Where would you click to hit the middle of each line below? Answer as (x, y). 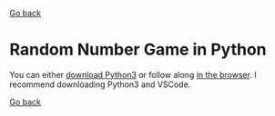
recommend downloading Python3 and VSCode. (100, 84)
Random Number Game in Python (138, 50)
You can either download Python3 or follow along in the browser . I (133, 74)
